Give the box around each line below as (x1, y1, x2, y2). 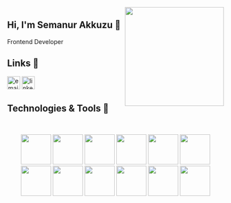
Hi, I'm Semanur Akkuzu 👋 (7, 19, 122, 31)
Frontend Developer (7, 37, 64, 45)
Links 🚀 (7, 58, 39, 70)
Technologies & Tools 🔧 (7, 103, 109, 114)
